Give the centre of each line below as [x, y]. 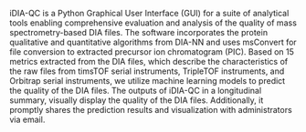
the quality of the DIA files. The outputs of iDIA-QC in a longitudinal [136, 91]
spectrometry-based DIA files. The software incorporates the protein [138, 32]
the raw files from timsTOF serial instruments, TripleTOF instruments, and [147, 71]
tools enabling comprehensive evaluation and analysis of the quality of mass [153, 23]
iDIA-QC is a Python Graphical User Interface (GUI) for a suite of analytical [149, 13]
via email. [27, 119]
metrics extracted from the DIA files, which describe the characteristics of [149, 61]
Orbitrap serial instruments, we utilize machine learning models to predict [148, 81]
